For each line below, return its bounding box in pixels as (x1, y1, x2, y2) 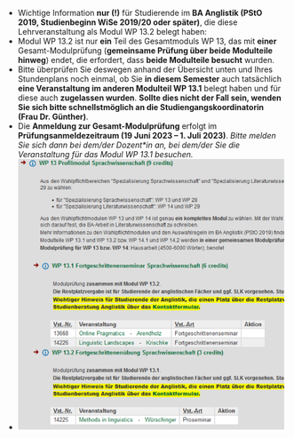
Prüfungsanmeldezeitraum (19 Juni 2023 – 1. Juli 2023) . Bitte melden (17, 131, 277, 140)
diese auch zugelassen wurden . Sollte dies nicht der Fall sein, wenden (17, 92, 282, 103)
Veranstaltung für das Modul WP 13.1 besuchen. (17, 149, 194, 159)
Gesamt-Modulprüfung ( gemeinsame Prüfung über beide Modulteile (17, 45, 274, 56)
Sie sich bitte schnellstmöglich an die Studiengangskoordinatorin (17, 102, 265, 112)
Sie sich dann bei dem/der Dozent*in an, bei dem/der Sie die (17, 139, 240, 150)
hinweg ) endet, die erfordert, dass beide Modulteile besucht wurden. (17, 55, 275, 65)
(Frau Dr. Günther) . (17, 111, 89, 122)
